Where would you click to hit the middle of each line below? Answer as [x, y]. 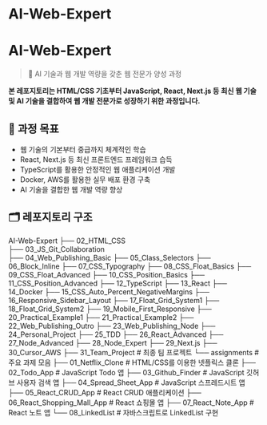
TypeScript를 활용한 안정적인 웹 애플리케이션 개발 [98, 169]
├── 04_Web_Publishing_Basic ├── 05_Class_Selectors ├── [110, 257]
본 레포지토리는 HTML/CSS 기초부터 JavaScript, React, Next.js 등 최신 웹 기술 [133, 91]
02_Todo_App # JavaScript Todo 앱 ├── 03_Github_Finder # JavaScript [127, 372]
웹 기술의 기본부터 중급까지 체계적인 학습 [83, 149]
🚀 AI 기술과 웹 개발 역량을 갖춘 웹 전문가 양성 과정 [105, 74]
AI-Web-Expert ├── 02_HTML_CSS [67, 241]
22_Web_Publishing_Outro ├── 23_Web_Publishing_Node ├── [112, 326]
